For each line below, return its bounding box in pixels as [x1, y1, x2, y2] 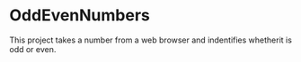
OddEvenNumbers [9, 5, 151, 26]
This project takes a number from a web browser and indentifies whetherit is [9, 35, 292, 45]
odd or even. [9, 43, 57, 54]
